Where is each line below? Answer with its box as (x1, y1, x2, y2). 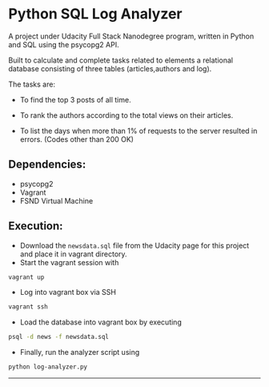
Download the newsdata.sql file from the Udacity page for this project (19, 240, 250, 250)
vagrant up (8, 273, 45, 281)
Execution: (8, 220, 63, 233)
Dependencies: (8, 158, 86, 171)
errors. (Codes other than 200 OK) (19, 134, 134, 144)
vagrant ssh (8, 303, 48, 311)
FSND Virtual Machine (19, 196, 94, 205)
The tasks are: (8, 79, 56, 89)
